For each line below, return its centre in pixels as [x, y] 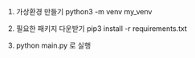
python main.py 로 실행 [53, 45]
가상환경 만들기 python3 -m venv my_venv [84, 12]
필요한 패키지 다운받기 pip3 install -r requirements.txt [101, 29]
